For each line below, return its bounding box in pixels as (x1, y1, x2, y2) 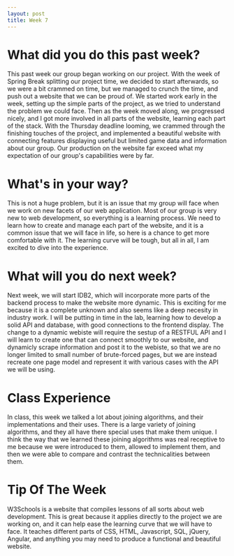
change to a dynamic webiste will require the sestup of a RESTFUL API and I (7, 328, 226, 337)
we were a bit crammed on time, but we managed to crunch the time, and (7, 85, 219, 93)
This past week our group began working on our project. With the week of (7, 70, 220, 78)
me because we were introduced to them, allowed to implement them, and (7, 443, 221, 451)
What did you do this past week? (7, 47, 200, 63)
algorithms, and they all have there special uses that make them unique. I (7, 427, 217, 437)
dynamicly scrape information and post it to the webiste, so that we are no (7, 343, 221, 351)
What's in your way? (7, 176, 129, 192)
